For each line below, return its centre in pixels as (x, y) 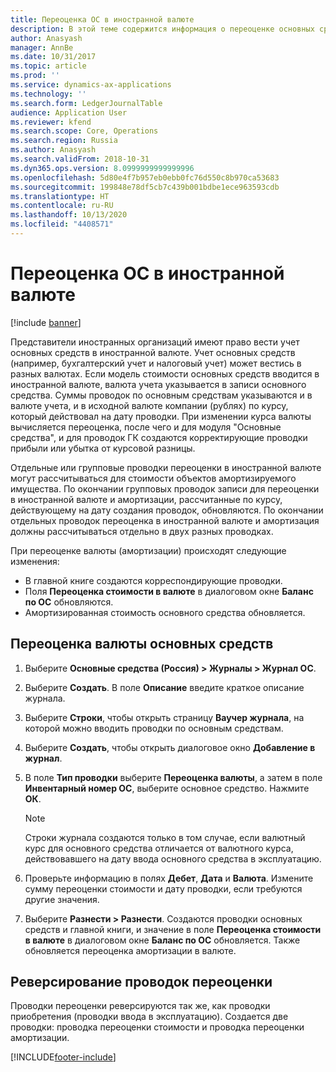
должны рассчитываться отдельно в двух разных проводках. (142, 531)
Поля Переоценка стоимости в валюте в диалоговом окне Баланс (169, 591)
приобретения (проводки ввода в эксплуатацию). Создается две (149, 1017)
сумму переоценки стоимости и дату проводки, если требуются (163, 888)
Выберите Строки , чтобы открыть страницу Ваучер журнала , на (164, 717)
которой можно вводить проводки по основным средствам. (154, 728)
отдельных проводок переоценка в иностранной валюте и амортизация (165, 520)
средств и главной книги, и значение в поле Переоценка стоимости (173, 929)
